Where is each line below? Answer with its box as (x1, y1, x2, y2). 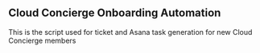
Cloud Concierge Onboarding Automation (8, 6, 221, 20)
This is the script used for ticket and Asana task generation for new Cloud (8, 27, 253, 36)
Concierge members (8, 36, 76, 45)
